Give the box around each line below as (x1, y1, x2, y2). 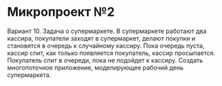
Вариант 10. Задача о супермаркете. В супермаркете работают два (7, 27, 207, 35)
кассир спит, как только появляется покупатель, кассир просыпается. (7, 49, 216, 57)
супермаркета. (7, 70, 52, 79)
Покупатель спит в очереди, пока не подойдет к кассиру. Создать (7, 56, 203, 64)
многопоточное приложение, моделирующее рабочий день (7, 63, 184, 72)
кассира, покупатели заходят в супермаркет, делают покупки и (7, 34, 196, 42)
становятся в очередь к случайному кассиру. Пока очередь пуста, (7, 41, 205, 50)
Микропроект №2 (7, 4, 115, 20)
